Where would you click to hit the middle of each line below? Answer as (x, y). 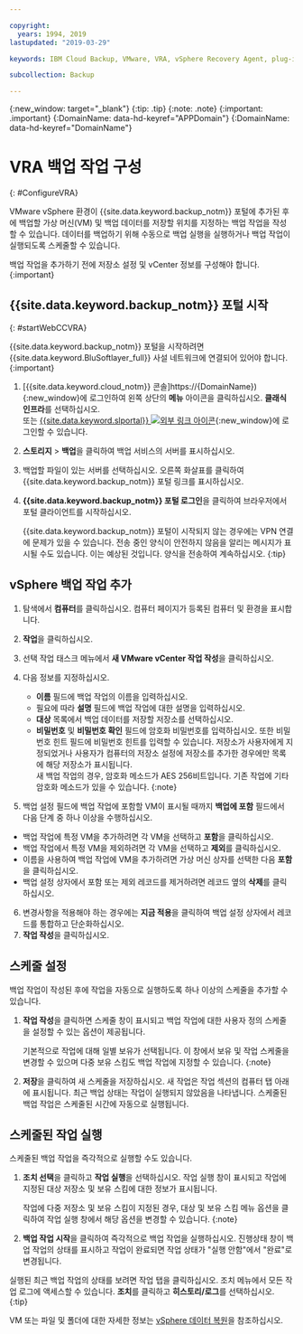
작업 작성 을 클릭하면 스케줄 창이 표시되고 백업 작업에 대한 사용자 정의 (142, 1020)
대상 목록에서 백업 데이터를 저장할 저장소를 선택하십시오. (135, 719)
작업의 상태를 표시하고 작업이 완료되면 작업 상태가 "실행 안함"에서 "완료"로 (162, 1250)
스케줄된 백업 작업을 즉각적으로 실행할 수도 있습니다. (101, 1159)
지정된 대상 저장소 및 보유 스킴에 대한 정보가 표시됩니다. (120, 1188)
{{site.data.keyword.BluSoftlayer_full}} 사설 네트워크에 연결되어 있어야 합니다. (149, 357)
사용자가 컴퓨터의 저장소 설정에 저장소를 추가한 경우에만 (172, 753)
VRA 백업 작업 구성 (76, 167)
